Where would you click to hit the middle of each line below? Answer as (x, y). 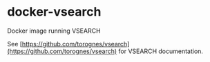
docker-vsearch (54, 12)
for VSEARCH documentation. (161, 51)
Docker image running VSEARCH (54, 31)
